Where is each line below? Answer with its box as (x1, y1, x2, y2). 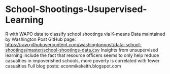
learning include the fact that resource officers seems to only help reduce (5, 52, 159, 58)
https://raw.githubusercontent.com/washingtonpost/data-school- (5, 41, 142, 47)
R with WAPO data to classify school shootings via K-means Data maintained (5, 31, 165, 37)
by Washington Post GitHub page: (5, 36, 76, 42)
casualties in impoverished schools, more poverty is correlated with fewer (5, 57, 160, 63)
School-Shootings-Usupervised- (5, 4, 147, 15)
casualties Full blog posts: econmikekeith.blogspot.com (5, 63, 121, 69)
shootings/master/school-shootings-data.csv (5, 47, 100, 53)
